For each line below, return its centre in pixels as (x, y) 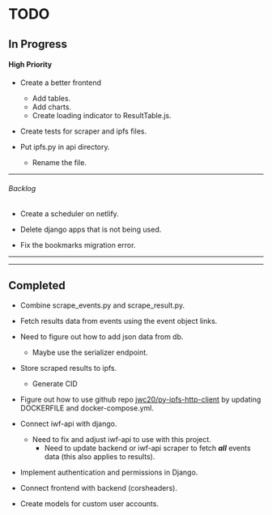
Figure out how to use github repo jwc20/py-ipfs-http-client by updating (140, 399)
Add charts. (51, 107)
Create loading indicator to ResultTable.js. (102, 115)
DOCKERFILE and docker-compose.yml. (87, 408)
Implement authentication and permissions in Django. (109, 472)
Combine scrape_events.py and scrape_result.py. (102, 305)
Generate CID (55, 383)
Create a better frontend (61, 83)
